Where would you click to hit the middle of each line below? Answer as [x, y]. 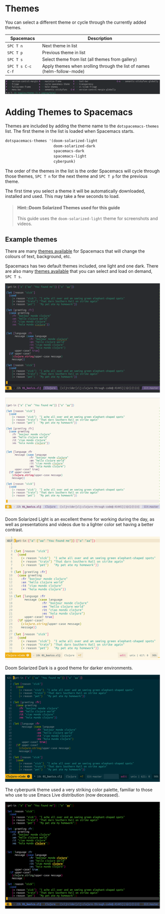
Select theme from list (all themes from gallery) [90, 59]
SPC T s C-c [19, 67]
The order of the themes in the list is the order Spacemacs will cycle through [82, 171]
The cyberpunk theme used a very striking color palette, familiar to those [79, 790]
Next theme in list [60, 45]
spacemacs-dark [69, 151]
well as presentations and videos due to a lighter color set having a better [79, 525]
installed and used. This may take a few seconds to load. [62, 196]
